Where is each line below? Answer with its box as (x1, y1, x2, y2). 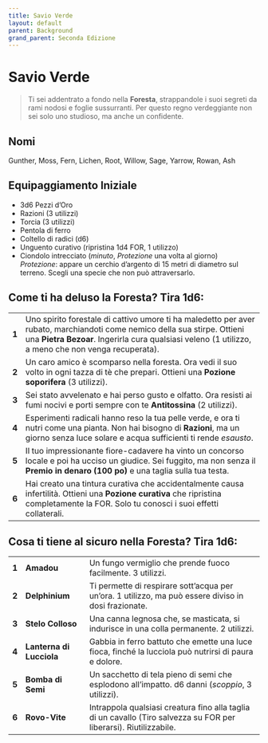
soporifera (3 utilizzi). (25, 376, 108, 387)
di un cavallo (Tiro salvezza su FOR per (89, 712, 235, 723)
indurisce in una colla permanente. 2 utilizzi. (89, 623, 254, 635)
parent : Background (8, 26, 73, 34)
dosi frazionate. (89, 600, 148, 611)
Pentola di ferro (19, 225, 71, 235)
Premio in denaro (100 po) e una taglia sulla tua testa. (25, 465, 230, 476)
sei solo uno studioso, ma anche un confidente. (27, 112, 184, 121)
